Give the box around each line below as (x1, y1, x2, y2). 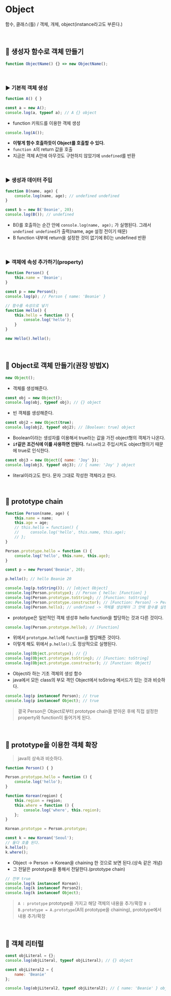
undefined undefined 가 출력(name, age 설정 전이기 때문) (12, 228, 128, 234)
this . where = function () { (14, 803, 74, 808)
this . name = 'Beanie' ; (14, 275, 63, 280)
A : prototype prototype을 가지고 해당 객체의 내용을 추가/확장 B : (17, 900, 151, 907)
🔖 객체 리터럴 (5, 939, 44, 948)
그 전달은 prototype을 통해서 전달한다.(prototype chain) (12, 866, 126, 872)
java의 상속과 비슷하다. (17, 755, 64, 761)
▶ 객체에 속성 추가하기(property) (5, 259, 83, 266)
